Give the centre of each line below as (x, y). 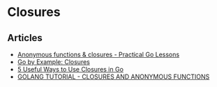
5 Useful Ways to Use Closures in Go (70, 69)
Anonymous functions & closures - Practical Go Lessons (98, 54)
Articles (25, 38)
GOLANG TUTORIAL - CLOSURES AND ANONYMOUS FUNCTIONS (113, 77)
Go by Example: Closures (54, 62)
